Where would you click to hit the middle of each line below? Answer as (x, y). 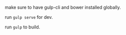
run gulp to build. (23, 27)
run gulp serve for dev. (29, 17)
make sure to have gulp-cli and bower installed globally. (63, 7)
